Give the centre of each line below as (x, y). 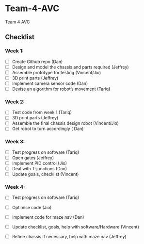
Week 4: (15, 187)
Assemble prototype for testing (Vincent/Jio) (56, 72)
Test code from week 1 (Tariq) (42, 113)
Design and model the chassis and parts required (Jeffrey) (71, 67)
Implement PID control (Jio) (39, 163)
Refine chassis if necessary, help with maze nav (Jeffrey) (69, 236)
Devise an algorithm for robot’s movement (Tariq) (61, 89)
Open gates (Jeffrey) (33, 158)
